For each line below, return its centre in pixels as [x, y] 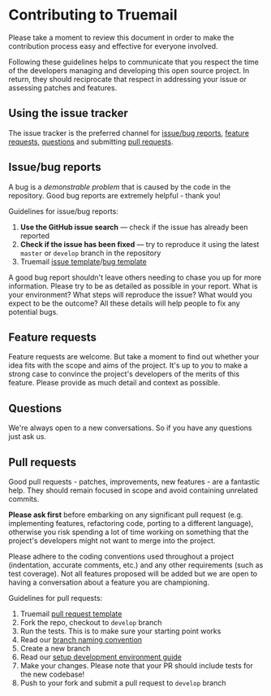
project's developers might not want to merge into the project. [112, 541]
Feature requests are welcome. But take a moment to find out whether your [134, 357]
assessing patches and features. [63, 88]
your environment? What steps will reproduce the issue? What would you [131, 294]
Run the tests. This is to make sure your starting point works [120, 631]
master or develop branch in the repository [90, 253]
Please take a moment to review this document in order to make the [121, 37]
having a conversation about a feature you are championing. [109, 582]
